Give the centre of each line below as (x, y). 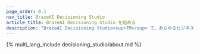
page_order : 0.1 (26, 11)
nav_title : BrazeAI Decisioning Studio (56, 17)
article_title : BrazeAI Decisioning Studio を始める (71, 22)
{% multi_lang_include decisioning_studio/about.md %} (74, 45)
